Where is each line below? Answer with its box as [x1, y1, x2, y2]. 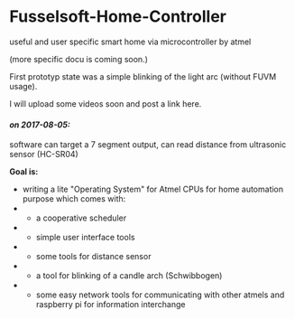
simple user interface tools [35, 232, 135, 243]
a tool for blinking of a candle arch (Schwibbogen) [35, 270, 223, 281]
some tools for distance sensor [35, 251, 152, 262]
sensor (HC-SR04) [9, 149, 78, 160]
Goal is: [9, 166, 39, 177]
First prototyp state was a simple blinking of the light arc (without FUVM [9, 70, 277, 82]
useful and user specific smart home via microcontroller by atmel [9, 36, 252, 47]
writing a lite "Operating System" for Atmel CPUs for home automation [22, 183, 284, 195]
